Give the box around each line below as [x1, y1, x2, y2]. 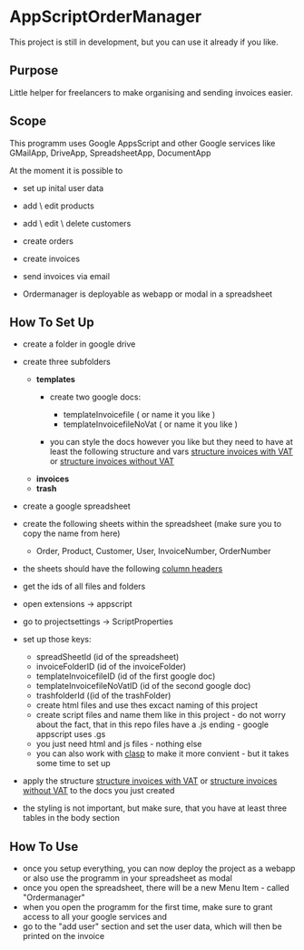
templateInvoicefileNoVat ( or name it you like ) [63, 419, 239, 430]
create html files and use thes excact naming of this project [35, 700, 259, 711]
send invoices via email [22, 270, 111, 281]
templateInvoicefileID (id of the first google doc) [35, 671, 216, 682]
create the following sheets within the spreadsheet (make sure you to [22, 519, 282, 530]
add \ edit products [22, 200, 95, 211]
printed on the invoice [22, 931, 105, 942]
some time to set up [35, 758, 111, 769]
